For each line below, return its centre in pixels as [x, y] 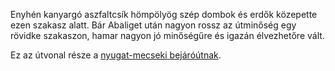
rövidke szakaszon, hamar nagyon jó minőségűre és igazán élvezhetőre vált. [167, 35]
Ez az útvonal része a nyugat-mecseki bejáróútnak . [116, 55]
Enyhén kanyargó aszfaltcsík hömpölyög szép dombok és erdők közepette [164, 14]
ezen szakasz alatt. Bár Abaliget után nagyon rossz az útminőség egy [153, 25]
